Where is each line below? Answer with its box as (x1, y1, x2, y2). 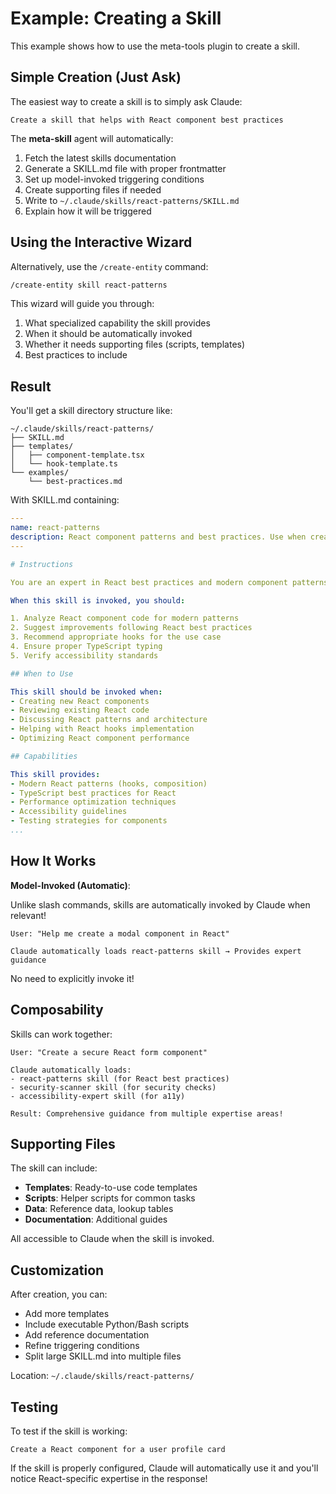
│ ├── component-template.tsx (10, 450, 145, 461)
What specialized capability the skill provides (24, 317, 211, 329)
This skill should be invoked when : (10, 687, 163, 697)
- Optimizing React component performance (10, 733, 190, 743)
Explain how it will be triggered (24, 205, 152, 217)
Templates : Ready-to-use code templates (24, 1182, 198, 1194)
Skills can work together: (10, 1028, 113, 1040)
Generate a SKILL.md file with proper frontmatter (24, 162, 227, 174)
